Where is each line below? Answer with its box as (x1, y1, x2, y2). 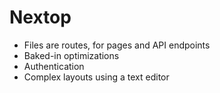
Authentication (23, 60, 85, 72)
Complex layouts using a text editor (23, 71, 170, 83)
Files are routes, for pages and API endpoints (23, 39, 211, 51)
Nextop (9, 6, 72, 29)
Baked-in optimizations (23, 49, 120, 61)
